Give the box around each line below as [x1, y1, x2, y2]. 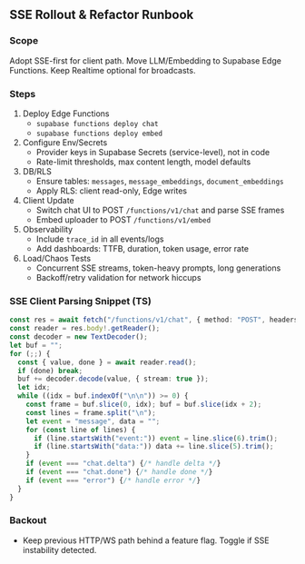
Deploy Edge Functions [22, 108, 110, 119]
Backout [9, 514, 47, 527]
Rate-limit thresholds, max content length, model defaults [35, 156, 251, 167]
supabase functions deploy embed [35, 129, 163, 138]
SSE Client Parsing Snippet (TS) [9, 294, 152, 307]
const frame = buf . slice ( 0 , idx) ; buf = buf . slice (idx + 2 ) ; [25, 400, 262, 410]
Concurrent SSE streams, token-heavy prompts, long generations [35, 262, 281, 273]
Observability [22, 223, 74, 234]
